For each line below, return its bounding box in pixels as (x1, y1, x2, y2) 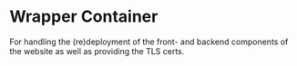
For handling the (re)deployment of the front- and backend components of (9, 36, 289, 47)
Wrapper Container (9, 6, 159, 27)
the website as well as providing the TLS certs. (9, 45, 185, 56)
